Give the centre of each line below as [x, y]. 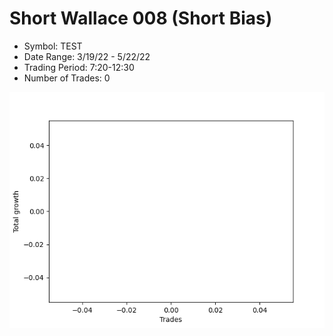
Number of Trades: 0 [67, 78]
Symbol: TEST [53, 46]
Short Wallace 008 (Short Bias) [141, 18]
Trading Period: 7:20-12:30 [79, 67]
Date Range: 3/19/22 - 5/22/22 [87, 56]
